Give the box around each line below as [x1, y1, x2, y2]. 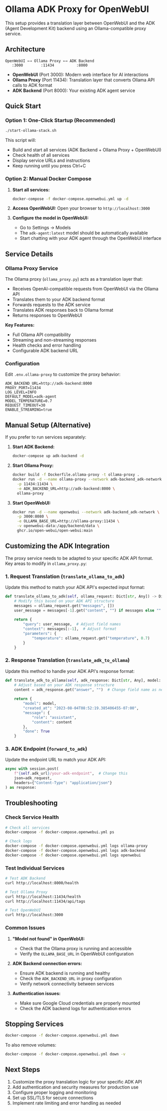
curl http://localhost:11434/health [5, 894, 81, 899]
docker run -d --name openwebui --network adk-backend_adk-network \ [12, 510, 160, 515]
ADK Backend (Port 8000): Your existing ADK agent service [12, 87, 135, 93]
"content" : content [31, 719, 72, 725]
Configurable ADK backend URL [12, 348, 79, 354]
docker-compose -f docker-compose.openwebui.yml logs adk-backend [5, 848, 146, 853]
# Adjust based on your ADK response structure [14, 682, 114, 687]
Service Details [5, 250, 54, 258]
